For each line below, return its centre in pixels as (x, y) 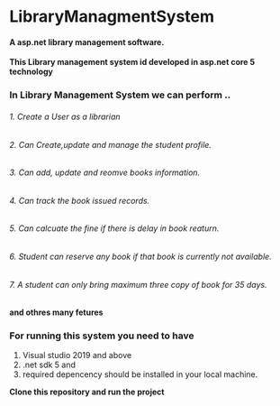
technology (32, 72)
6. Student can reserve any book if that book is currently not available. (140, 256)
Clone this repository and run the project (87, 392)
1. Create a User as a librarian (65, 116)
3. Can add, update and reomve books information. (105, 172)
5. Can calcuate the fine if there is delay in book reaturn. (114, 228)
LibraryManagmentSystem (112, 17)
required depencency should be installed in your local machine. (140, 374)
